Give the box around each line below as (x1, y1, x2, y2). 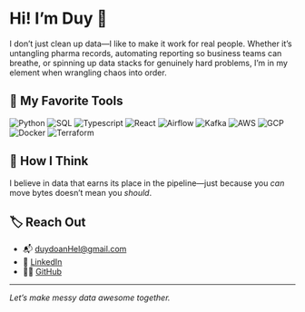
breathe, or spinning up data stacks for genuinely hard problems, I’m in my (9, 57, 289, 68)
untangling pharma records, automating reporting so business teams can (9, 47, 282, 58)
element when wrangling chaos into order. (9, 67, 167, 78)
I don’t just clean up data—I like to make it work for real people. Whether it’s (9, 38, 292, 49)
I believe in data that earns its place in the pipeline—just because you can (9, 177, 285, 189)
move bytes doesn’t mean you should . (9, 187, 152, 198)
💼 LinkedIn (22, 257, 63, 268)
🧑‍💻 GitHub (22, 267, 62, 278)
